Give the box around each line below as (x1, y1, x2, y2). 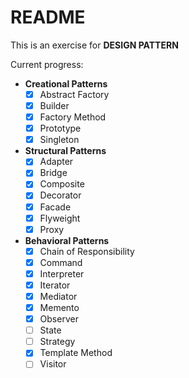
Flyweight (39, 212, 81, 224)
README (10, 6, 86, 29)
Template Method (39, 347, 113, 359)
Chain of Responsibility (39, 245, 135, 257)
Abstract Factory (39, 88, 110, 100)
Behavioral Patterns (24, 234, 110, 246)
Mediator (39, 290, 78, 302)
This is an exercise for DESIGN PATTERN (10, 39, 179, 51)
